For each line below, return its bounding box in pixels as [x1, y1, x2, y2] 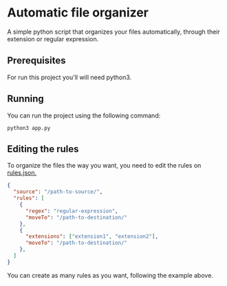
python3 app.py [7, 124, 51, 131]
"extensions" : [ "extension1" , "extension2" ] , [25, 233, 158, 240]
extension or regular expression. [7, 34, 99, 43]
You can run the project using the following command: [7, 111, 161, 120]
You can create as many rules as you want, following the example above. [7, 271, 213, 279]
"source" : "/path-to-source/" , [13, 188, 103, 195]
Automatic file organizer [7, 5, 149, 21]
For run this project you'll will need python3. [7, 73, 132, 81]
